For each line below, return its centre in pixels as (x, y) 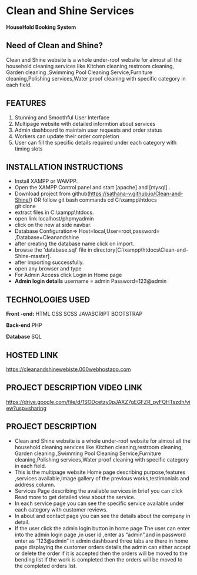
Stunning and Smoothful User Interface (62, 117)
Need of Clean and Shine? (54, 46)
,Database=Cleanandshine (47, 238)
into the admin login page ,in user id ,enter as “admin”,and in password (100, 534)
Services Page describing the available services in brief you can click (99, 491)
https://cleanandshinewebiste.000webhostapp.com (69, 369)
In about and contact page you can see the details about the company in (102, 516)
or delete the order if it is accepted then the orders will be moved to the (101, 553)
